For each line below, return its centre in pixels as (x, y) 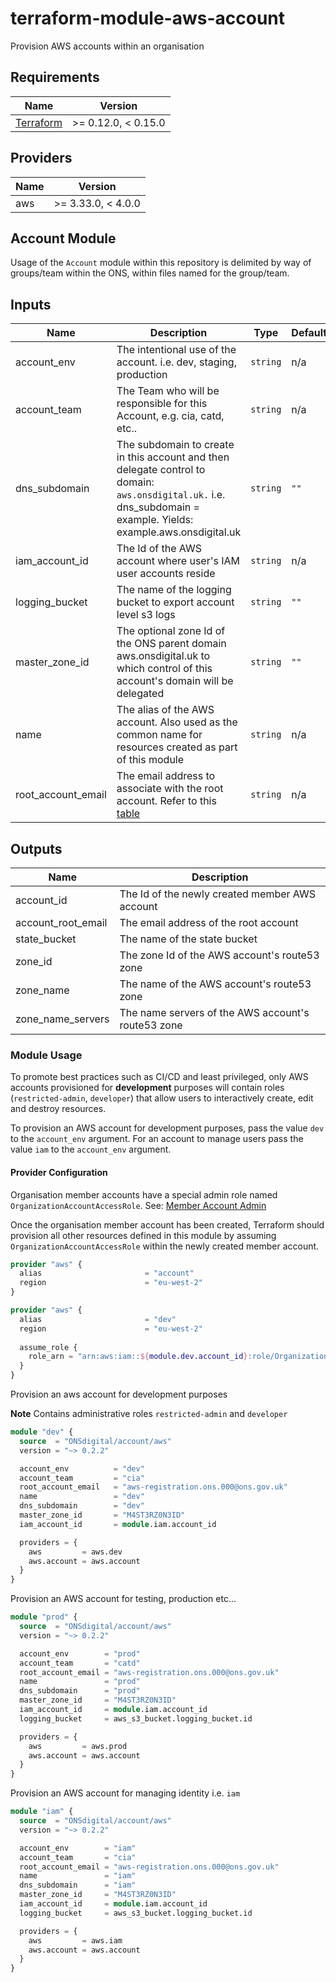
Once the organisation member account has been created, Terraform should (167, 1224)
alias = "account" (107, 1273)
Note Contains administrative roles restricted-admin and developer (149, 1413)
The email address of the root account (209, 922)
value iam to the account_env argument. (91, 1149)
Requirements (55, 77)
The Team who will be (168, 391)
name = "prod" (80, 1682)
